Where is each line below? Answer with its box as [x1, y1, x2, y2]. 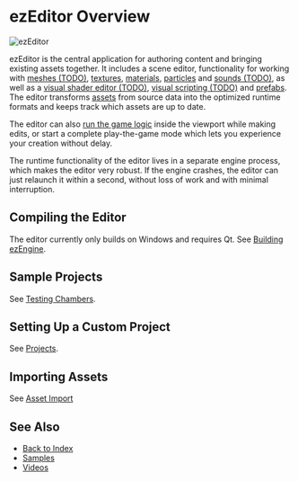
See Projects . [9, 343, 59, 354]
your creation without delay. [9, 138, 113, 148]
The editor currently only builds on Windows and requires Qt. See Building [9, 234, 284, 245]
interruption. [9, 183, 56, 194]
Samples [22, 452, 56, 463]
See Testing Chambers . [9, 293, 96, 304]
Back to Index [22, 443, 74, 453]
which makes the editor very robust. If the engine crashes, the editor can [9, 165, 279, 175]
